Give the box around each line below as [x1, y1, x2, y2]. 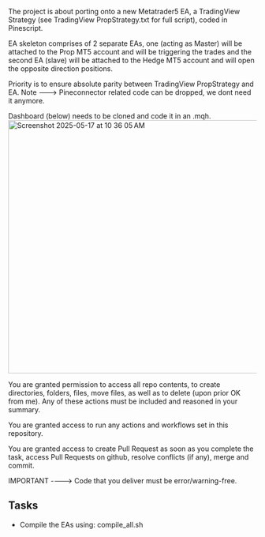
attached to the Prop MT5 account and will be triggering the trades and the [8, 47, 252, 56]
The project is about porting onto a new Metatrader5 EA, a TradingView [8, 7, 241, 16]
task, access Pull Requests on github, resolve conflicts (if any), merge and [8, 453, 249, 461]
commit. [8, 461, 35, 470]
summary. [8, 405, 41, 414]
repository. [8, 429, 43, 437]
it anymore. [8, 96, 45, 105]
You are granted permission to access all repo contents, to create [8, 380, 221, 389]
